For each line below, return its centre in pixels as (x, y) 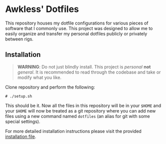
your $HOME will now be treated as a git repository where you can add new (81, 110)
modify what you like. (39, 77)
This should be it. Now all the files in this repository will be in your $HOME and (83, 105)
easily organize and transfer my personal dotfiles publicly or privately (76, 33)
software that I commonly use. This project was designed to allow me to (79, 28)
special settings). (23, 121)
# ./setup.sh (19, 96)
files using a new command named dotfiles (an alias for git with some (78, 116)
